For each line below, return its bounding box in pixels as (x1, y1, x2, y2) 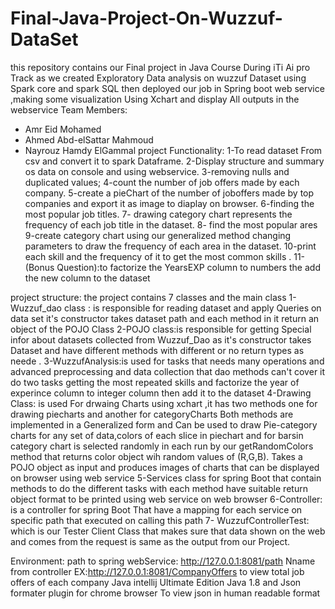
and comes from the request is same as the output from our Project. (10, 535, 291, 547)
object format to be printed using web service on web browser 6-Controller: (10, 493, 323, 505)
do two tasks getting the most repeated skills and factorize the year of (10, 376, 300, 388)
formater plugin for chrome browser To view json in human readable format (10, 587, 321, 599)
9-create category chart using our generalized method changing (24, 229, 292, 241)
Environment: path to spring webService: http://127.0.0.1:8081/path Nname (10, 555, 316, 567)
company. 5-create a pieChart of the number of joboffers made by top (24, 187, 315, 199)
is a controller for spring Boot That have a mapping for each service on (10, 503, 303, 516)
